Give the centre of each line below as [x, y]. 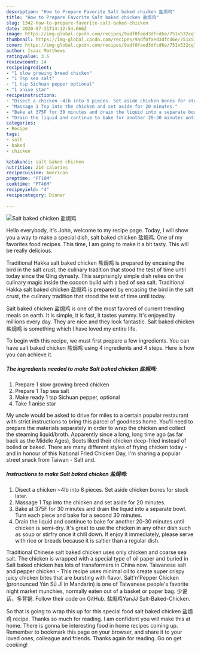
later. [21, 496]
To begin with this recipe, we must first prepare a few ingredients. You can [98, 340]
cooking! [17, 644]
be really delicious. [29, 250]
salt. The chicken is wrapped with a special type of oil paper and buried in [97, 558]
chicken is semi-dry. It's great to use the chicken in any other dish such [103, 528]
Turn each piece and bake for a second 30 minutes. [78, 515]
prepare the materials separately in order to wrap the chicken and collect [96, 428]
